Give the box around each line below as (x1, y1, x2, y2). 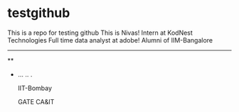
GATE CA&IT (17, 97, 55, 106)
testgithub (7, 5, 70, 21)
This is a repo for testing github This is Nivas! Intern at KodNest (7, 28, 193, 37)
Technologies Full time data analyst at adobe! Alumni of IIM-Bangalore (7, 35, 213, 44)
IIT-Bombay (17, 84, 52, 92)
